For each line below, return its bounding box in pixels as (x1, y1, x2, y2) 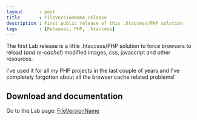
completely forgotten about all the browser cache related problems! (6, 73, 175, 81)
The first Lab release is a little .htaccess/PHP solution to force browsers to (6, 42, 192, 50)
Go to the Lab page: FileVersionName (6, 107, 100, 115)
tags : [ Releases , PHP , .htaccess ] (6, 25, 115, 32)
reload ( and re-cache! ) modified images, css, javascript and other (6, 49, 171, 56)
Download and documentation (6, 91, 123, 101)
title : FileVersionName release (6, 15, 107, 21)
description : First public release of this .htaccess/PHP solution (6, 20, 183, 26)
